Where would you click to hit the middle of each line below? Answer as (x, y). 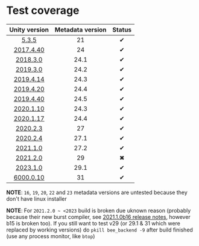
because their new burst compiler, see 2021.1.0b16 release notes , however (99, 217)
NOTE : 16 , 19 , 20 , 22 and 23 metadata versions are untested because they (97, 192)
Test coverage (43, 11)
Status (122, 30)
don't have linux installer (37, 199)
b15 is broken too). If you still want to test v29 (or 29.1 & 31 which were (93, 223)
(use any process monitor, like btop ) (51, 236)
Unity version (29, 30)
